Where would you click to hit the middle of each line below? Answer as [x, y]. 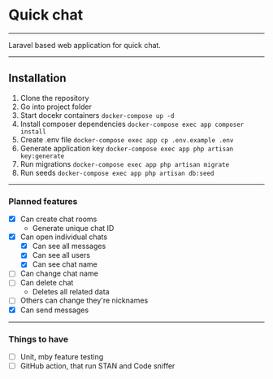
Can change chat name [59, 273]
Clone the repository [54, 98]
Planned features [43, 201]
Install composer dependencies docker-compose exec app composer [132, 124]
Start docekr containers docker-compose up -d [97, 115]
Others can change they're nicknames [84, 301]
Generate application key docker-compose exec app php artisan [127, 148]
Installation [37, 78]
